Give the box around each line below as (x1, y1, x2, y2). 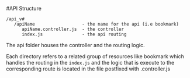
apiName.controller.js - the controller (21, 26, 125, 32)
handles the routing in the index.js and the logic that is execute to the (6, 59, 175, 66)
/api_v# (6, 16, 25, 22)
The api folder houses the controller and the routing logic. (6, 42, 145, 48)
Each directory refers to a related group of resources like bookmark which (6, 53, 184, 60)
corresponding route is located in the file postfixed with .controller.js (6, 65, 171, 72)
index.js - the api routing (21, 31, 127, 37)
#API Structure (6, 5, 42, 12)
